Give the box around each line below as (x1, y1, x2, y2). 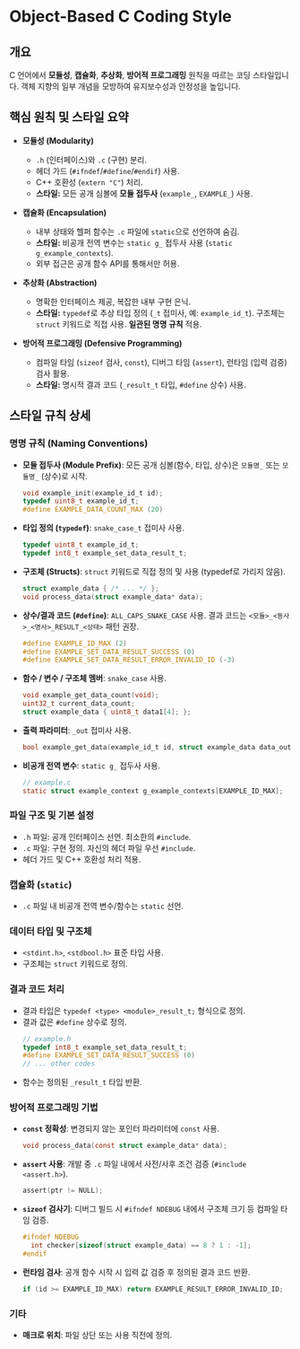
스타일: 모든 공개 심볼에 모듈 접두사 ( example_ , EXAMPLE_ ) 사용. (35, 188, 253, 198)
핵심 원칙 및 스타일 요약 (9, 109, 130, 125)
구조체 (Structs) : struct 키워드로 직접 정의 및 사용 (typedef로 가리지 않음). (21, 565, 287, 576)
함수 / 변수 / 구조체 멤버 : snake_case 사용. (21, 673, 167, 684)
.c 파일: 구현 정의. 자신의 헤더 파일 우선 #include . (21, 842, 196, 854)
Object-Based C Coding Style (9, 6, 232, 27)
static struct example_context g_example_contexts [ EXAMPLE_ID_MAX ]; (21, 786, 284, 795)
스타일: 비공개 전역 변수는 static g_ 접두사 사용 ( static (35, 237, 233, 248)
